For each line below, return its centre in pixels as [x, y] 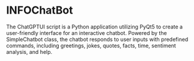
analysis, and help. [29, 52]
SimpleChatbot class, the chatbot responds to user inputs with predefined [97, 39]
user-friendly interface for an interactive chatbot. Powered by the [87, 33]
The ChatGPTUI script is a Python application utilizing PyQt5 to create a [95, 27]
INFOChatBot [40, 10]
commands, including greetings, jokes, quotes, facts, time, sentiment [91, 46]
